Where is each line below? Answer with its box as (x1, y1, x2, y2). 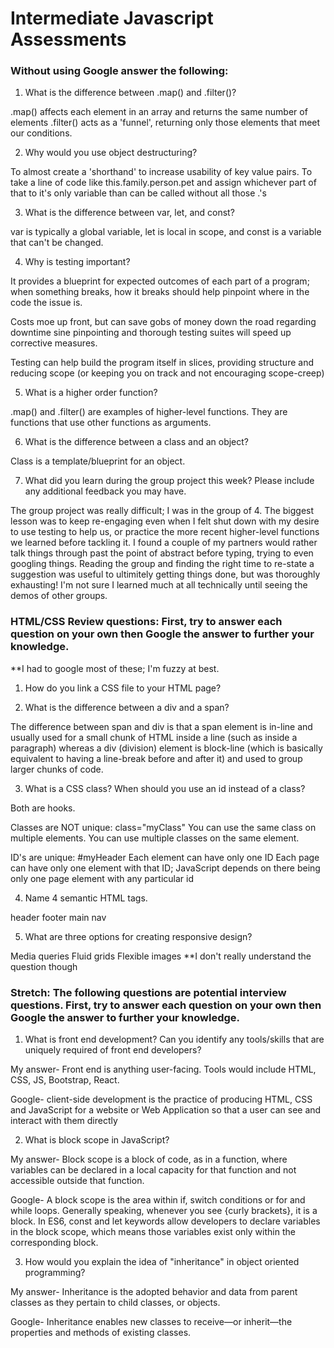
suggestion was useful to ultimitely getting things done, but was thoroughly (10, 568, 321, 581)
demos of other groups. (10, 590, 108, 602)
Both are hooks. (10, 802, 76, 814)
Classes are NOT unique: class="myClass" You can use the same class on (10, 821, 317, 833)
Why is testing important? (24, 256, 131, 268)
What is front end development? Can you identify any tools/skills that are (24, 1033, 325, 1046)
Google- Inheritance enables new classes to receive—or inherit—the (10, 1316, 293, 1328)
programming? (24, 1267, 86, 1279)
